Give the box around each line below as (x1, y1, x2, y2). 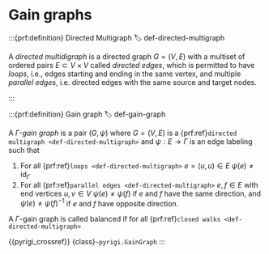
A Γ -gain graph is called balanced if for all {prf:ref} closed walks (8, 214, 221, 224)
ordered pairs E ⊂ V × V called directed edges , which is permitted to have (8, 60, 255, 70)
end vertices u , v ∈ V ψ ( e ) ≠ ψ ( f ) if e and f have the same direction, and (19, 188, 262, 198)
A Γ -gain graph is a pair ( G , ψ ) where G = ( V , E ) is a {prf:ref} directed (8, 128, 237, 138)
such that (8, 145, 41, 155)
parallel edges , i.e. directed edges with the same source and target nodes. (8, 77, 257, 87)
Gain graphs (8, 6, 92, 24)
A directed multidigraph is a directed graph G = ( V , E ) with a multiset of (8, 51, 246, 61)
